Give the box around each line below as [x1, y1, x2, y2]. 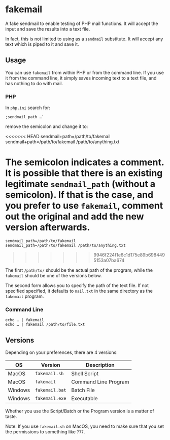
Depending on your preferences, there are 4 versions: [5, 349, 118, 355]
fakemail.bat [35, 387, 66, 393]
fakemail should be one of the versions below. [5, 272, 102, 278]
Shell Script [71, 370, 99, 377]
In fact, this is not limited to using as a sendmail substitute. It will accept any [5, 36, 163, 42]
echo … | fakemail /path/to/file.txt [5, 322, 85, 327]
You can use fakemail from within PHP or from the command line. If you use [5, 69, 164, 75]
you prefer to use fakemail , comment [5, 200, 163, 212]
